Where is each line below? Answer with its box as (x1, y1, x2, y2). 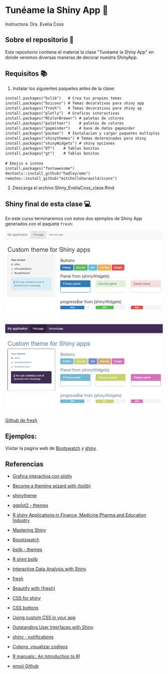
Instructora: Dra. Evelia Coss (5, 21, 64, 27)
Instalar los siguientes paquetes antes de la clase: (12, 85, 115, 91)
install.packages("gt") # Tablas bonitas (5, 150, 99, 156)
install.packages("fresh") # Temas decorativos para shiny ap (5, 105, 142, 111)
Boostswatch (12, 537, 40, 543)
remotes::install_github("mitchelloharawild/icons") (5, 176, 117, 181)
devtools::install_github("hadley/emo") (5, 171, 91, 176)
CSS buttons (12, 604, 38, 611)
